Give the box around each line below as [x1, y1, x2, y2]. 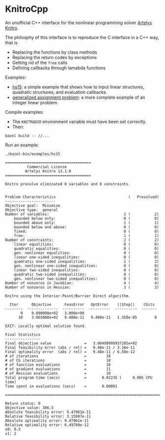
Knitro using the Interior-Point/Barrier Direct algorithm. [5, 293, 131, 298]
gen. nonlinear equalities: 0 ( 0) [14, 250, 160, 255]
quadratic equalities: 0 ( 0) [14, 246, 160, 251]
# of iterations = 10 [5, 353, 111, 358]
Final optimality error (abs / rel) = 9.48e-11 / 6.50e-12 [5, 349, 135, 354]
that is [5, 39, 18, 45]
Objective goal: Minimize [5, 203, 60, 208]
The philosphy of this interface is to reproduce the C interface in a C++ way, [5, 34, 159, 40]
